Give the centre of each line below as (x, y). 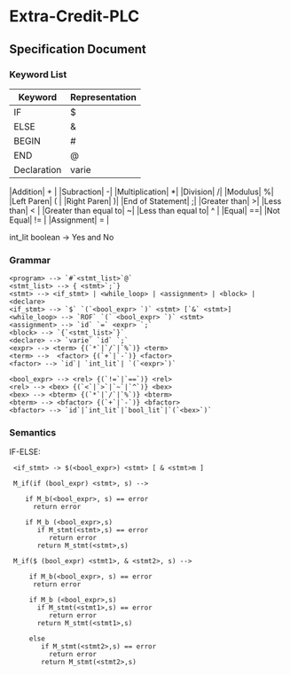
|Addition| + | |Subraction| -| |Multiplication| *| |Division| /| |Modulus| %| (141, 192)
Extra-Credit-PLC (74, 16)
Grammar (30, 260)
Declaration (38, 169)
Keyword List (38, 75)
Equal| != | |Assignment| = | (59, 220)
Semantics (33, 433)
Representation (104, 97)
